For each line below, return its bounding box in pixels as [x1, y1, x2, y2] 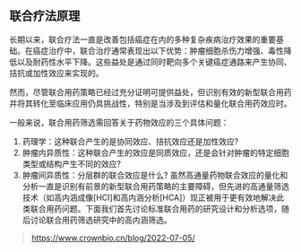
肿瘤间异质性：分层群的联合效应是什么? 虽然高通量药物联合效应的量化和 [21, 169, 288, 180]
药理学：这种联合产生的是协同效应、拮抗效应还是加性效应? [21, 135, 239, 146]
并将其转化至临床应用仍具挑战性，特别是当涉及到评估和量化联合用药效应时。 [9, 98, 292, 109]
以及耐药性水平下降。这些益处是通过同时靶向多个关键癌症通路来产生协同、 [16, 56, 292, 67]
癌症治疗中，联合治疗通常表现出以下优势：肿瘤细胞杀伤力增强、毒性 [32, 45, 284, 56]
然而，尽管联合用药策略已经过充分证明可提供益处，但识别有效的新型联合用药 [9, 86, 292, 97]
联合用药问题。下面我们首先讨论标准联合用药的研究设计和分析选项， [30, 203, 282, 213]
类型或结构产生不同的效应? [21, 158, 121, 169]
